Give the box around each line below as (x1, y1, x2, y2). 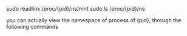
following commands (6, 23, 59, 30)
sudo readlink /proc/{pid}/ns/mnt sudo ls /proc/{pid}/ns (6, 5, 145, 12)
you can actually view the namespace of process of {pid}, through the (6, 17, 182, 23)
